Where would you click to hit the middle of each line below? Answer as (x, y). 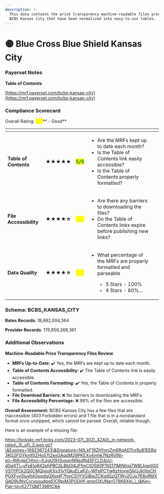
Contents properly (118, 177)
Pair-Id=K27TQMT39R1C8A (33, 486)
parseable (109, 273)
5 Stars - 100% (124, 285)
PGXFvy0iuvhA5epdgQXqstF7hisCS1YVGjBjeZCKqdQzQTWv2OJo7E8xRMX (81, 476)
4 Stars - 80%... (124, 290)
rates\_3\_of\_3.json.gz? (29, 445)
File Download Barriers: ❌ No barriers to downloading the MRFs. (77, 395)
